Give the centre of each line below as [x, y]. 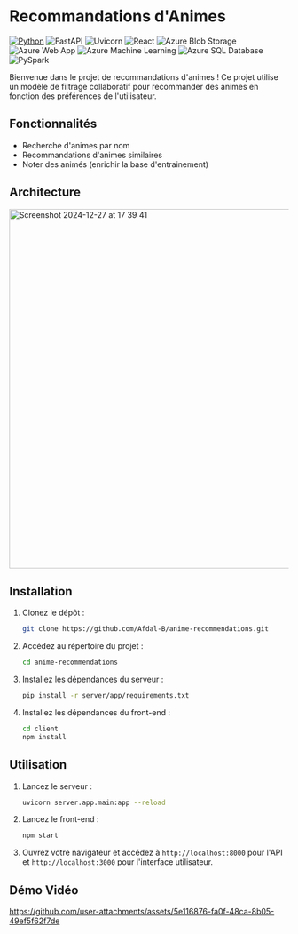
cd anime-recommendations [70, 663]
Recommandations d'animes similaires [92, 155]
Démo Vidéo [44, 890]
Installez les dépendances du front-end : [96, 712]
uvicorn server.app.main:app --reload [94, 802]
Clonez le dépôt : [53, 613]
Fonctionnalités [53, 124]
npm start [40, 836]
